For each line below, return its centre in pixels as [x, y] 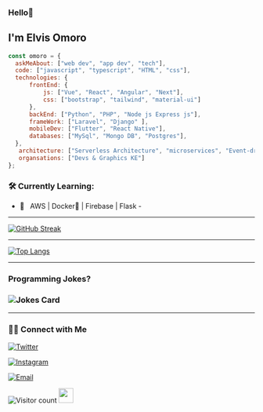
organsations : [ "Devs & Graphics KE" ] [82, 158]
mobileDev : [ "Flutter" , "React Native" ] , [97, 129]
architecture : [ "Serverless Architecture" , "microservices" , [120, 151]
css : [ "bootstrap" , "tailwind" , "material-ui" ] [122, 100]
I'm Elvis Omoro [47, 38]
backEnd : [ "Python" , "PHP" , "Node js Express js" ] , [115, 114]
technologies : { [41, 78]
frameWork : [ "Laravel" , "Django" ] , [88, 122]
